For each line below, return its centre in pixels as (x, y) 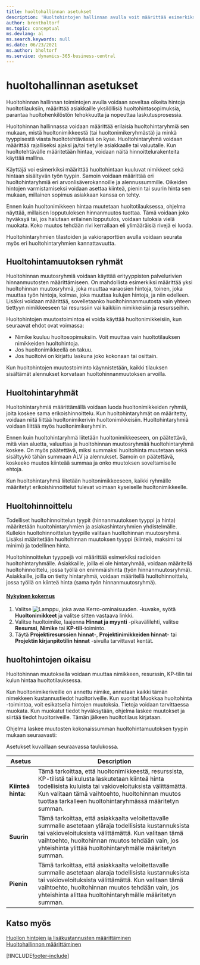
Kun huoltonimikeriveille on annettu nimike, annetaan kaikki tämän (87, 692)
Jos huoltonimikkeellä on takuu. (54, 350)
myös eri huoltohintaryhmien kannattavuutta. (61, 243)
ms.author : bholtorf (32, 51)
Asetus (21, 761)
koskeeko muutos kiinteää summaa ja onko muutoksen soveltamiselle (91, 463)
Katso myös (29, 924)
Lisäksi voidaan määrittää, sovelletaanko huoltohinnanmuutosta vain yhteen (99, 301)
